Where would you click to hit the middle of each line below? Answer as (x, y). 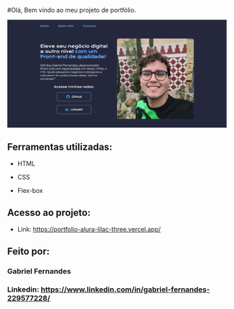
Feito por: (29, 251)
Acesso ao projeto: (49, 213)
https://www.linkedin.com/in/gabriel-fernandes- (125, 290)
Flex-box (30, 191)
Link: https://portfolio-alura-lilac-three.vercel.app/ (89, 230)
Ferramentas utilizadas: (60, 146)
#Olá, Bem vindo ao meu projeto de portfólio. (72, 10)
